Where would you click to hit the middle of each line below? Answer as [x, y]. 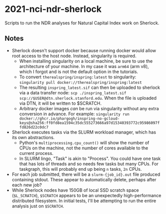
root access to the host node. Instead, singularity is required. [74, 56]
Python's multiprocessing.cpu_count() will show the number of [84, 143]
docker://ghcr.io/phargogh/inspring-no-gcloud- [69, 118]
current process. [36, 153]
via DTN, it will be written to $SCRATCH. [60, 103]
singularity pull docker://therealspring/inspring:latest [81, 82]
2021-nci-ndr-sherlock [53, 9]
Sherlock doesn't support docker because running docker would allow [84, 50]
